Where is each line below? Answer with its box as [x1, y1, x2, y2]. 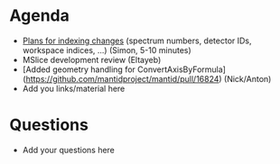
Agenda [9, 5, 70, 26]
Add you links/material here [22, 83, 126, 94]
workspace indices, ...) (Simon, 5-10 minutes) [22, 44, 191, 55]
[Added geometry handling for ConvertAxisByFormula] [22, 64, 226, 75]
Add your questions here [22, 144, 116, 155]
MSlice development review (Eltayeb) [22, 54, 162, 65]
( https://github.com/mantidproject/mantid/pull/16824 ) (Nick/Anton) [22, 73, 272, 84]
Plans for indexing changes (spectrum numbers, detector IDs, [22, 35, 252, 46]
